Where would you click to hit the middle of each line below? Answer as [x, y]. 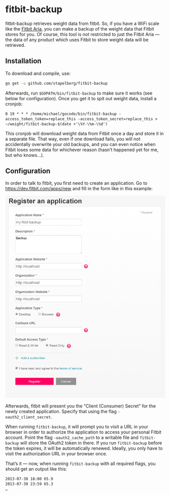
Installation [23, 61]
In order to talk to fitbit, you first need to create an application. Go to [76, 183]
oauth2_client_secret [28, 417]
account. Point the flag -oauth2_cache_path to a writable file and [72, 438]
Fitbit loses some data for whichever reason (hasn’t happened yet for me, [82, 150]
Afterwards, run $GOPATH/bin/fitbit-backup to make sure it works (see [79, 93]
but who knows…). [25, 155]
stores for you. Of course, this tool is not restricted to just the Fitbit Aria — [82, 34]
